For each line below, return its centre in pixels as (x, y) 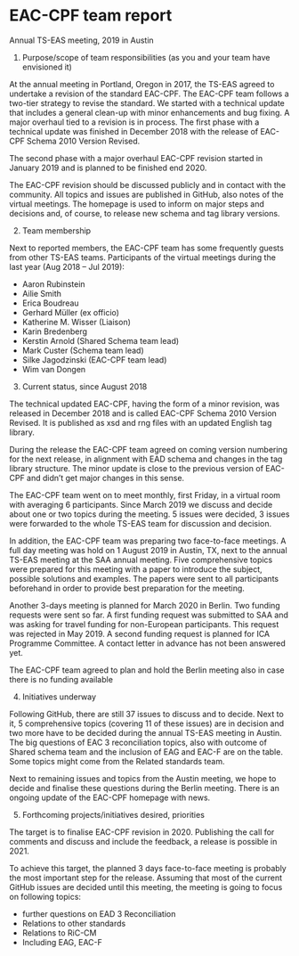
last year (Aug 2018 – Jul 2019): (67, 266)
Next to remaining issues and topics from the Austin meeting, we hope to (143, 778)
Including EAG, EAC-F (62, 942)
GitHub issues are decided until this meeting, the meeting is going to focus (146, 887)
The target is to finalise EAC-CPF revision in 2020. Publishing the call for (142, 832)
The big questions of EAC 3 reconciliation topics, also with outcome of (138, 742)
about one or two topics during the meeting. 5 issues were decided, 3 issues (149, 514)
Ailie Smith (42, 293)
